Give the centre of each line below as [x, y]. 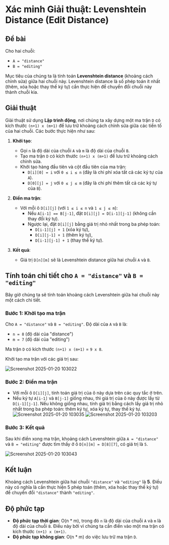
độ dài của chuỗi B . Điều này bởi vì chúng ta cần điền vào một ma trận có [88, 526]
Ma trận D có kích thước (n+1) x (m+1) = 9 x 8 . [54, 349]
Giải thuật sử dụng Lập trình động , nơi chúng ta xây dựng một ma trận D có [83, 120]
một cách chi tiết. [23, 300]
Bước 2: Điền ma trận [31, 382]
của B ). [35, 188]
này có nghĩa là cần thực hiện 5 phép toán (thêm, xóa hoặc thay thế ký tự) [82, 487]
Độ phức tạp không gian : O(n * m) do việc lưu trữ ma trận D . [75, 537]
